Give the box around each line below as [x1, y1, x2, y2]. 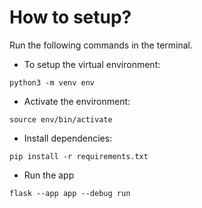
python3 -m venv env [9, 77, 96, 88]
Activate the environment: [23, 95, 131, 107]
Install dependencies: [23, 132, 113, 144]
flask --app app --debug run [9, 188, 131, 198]
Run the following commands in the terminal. [9, 39, 194, 51]
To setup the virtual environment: [23, 58, 161, 70]
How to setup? [9, 6, 132, 29]
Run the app [23, 169, 75, 181]
